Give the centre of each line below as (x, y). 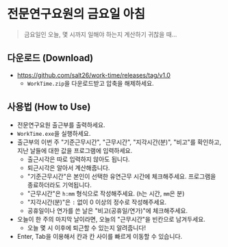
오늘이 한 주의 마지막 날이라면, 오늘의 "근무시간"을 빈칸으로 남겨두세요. (111, 219)
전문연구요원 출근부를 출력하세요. (61, 125)
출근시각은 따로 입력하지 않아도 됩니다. (78, 159)
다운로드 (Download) (50, 58)
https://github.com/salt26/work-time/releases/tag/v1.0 (94, 75)
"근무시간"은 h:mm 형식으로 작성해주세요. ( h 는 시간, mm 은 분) (106, 193)
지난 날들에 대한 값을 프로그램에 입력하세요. (75, 150)
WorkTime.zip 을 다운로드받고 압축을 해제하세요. (90, 83)
